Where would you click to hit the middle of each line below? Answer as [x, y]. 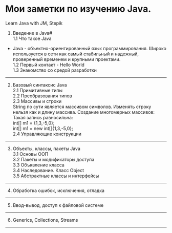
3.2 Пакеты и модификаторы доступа [53, 159]
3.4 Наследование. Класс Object [48, 170]
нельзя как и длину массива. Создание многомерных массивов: [84, 112]
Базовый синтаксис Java [40, 84]
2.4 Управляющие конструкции [47, 134]
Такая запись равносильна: [43, 117]
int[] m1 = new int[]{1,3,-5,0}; [43, 128]
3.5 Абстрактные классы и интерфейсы [56, 176]
